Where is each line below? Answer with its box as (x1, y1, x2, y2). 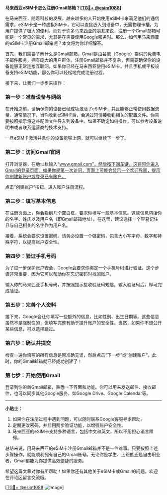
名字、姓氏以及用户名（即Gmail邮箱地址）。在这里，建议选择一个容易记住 (9, 216, 159, 222)
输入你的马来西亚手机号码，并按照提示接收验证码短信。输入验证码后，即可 (5, 282, 158, 288)
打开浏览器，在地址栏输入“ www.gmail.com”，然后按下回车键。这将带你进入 (5, 161, 160, 167)
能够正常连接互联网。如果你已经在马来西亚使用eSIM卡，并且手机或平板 (9, 63, 155, 69)
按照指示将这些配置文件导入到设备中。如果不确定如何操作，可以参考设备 (9, 118, 158, 124)
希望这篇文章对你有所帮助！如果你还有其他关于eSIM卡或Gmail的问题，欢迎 (5, 468, 158, 474)
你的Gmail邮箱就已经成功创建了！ (13, 358, 83, 364)
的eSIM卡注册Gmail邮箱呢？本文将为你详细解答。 (5, 40, 106, 46)
